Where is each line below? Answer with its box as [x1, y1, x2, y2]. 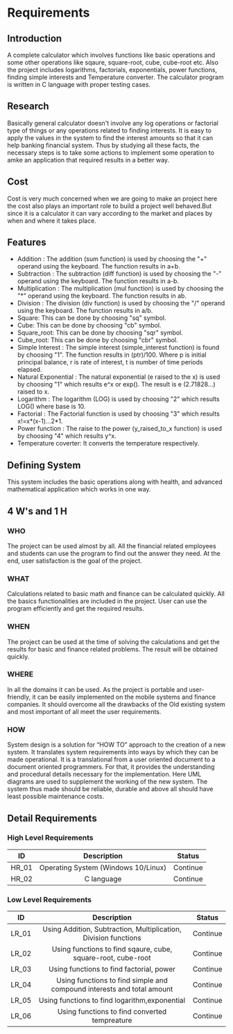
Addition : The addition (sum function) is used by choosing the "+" [17, 255, 207, 263]
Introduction [7, 33, 62, 44]
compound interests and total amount [51, 984, 173, 994]
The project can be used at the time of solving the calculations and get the [7, 637, 220, 646]
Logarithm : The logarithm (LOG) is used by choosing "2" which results [17, 395, 220, 403]
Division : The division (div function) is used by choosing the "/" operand [17, 299, 225, 307]
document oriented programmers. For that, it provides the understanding [7, 763, 215, 771]
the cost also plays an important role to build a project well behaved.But [7, 201, 212, 210]
